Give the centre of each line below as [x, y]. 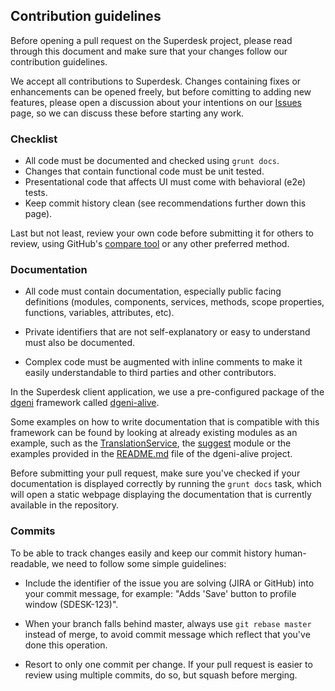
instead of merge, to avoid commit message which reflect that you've [167, 634]
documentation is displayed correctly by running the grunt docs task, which [166, 484]
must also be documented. [80, 343]
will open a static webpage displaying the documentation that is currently [161, 495]
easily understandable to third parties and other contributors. [150, 373]
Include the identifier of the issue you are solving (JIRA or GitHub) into [169, 583]
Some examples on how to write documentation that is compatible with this [165, 422]
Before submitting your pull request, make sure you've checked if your [155, 473]
